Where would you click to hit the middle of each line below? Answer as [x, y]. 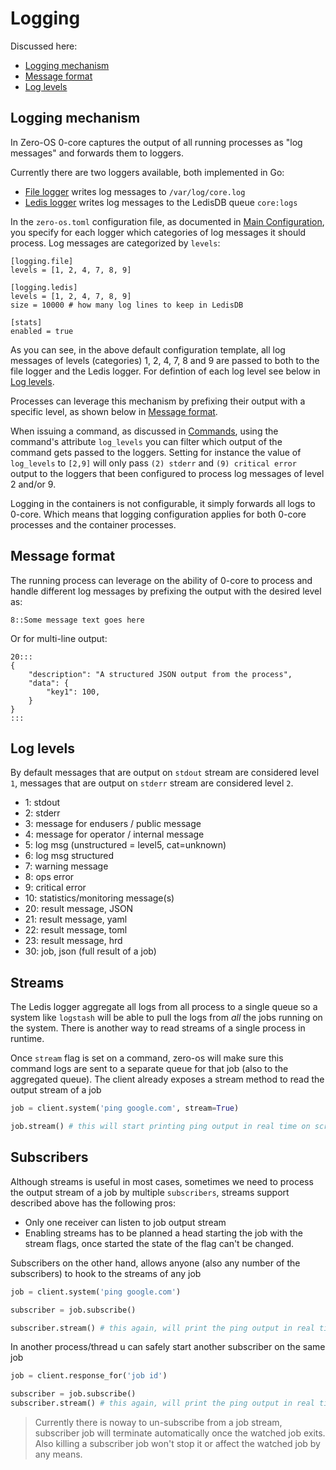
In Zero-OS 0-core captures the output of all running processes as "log [156, 142]
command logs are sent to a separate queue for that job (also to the [149, 1069]
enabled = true [42, 331]
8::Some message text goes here [77, 620]
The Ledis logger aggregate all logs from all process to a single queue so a [164, 1007]
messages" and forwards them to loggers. [97, 153]
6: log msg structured [69, 856]
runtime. [27, 1039]
